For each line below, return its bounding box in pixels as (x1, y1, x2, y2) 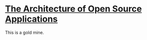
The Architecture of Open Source (5, 3, 142, 14)
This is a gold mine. (5, 29, 44, 35)
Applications (5, 13, 58, 25)
